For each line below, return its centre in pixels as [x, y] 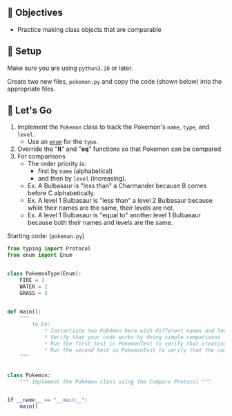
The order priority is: [57, 164]
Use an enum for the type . [63, 142]
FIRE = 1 [32, 280]
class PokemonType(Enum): [44, 274]
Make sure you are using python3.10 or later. [70, 68]
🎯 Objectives [35, 13]
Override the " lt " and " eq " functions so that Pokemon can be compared [119, 149]
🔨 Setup [25, 52]
